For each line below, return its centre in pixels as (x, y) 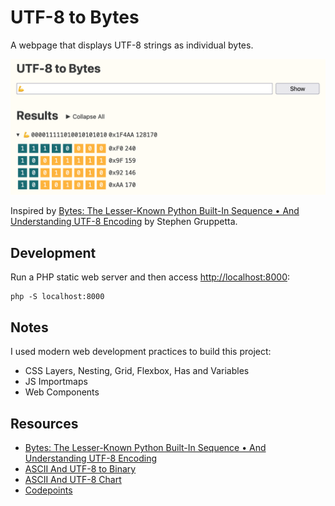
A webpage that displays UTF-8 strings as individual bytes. (132, 45)
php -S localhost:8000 (57, 297)
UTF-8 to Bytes (75, 17)
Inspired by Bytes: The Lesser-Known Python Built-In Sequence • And (155, 211)
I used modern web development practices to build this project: (141, 352)
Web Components (62, 392)
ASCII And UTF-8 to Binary (80, 468)
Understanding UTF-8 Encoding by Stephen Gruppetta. (124, 222)
